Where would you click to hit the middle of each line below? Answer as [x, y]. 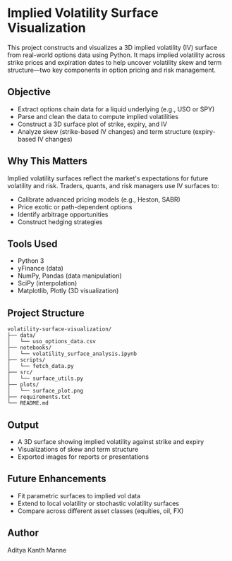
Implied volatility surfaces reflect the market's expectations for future [108, 178]
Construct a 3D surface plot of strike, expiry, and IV [92, 124]
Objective [29, 92]
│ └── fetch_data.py [41, 366]
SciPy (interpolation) [47, 283]
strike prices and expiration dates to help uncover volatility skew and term [115, 62]
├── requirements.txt [39, 397]
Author [23, 533]
